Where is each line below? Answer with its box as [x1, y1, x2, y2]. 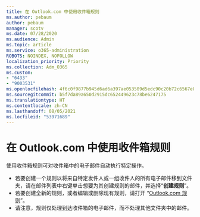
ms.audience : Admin [6, 36, 55, 42]
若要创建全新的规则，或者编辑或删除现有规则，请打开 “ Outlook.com [14, 190, 181, 197]
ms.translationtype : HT [6, 97, 65, 103]
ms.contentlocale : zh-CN [6, 102, 68, 109]
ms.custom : [6, 70, 33, 76]
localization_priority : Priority [6, 58, 89, 64]
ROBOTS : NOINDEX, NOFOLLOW [6, 53, 73, 59]
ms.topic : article [6, 42, 52, 48]
